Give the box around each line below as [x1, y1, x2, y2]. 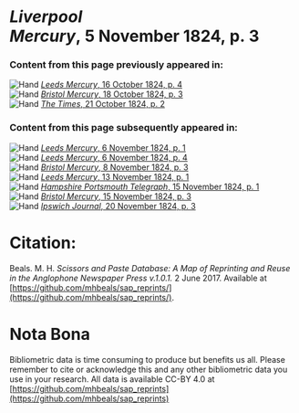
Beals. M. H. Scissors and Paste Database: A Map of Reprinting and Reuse [9, 262, 291, 273]
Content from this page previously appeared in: [9, 58, 223, 71]
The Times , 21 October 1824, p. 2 [40, 99, 166, 110]
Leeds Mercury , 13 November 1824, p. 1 [40, 171, 190, 182]
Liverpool [9, 6, 83, 27]
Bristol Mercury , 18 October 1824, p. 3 [40, 89, 184, 100]
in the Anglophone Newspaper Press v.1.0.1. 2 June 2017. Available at [9, 272, 267, 283]
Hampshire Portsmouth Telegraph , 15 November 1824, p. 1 [40, 181, 260, 192]
